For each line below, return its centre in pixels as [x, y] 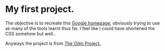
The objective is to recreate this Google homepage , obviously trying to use [82, 23]
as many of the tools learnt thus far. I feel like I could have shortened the [80, 28]
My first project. [40, 9]
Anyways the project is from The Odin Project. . [54, 43]
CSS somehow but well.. [30, 33]
